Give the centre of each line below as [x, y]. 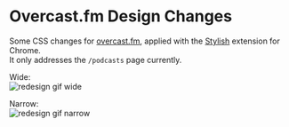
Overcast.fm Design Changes [121, 16]
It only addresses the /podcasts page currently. [96, 60]
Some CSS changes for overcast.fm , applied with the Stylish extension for [144, 41]
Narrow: [24, 103]
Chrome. [25, 50]
